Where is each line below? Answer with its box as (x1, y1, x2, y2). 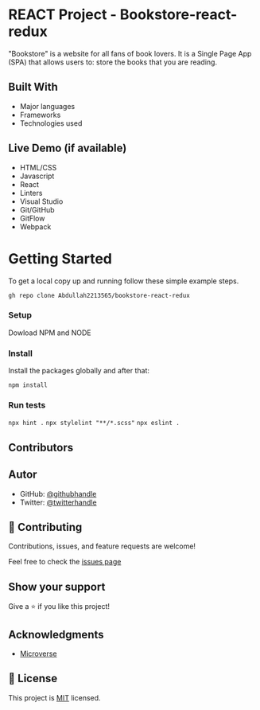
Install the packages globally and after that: (8, 366, 149, 376)
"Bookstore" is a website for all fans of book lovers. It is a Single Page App (8, 49, 252, 58)
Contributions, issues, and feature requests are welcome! (8, 541, 196, 551)
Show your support (8, 579, 106, 594)
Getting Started (8, 249, 113, 267)
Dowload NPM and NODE (8, 328, 91, 337)
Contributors (8, 440, 74, 454)
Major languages (19, 101, 76, 111)
